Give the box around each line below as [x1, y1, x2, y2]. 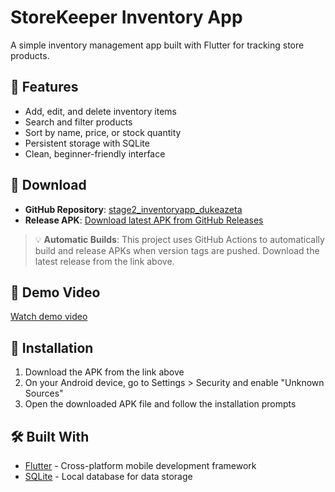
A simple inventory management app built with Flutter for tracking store [10, 39, 305, 51]
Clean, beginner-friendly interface [24, 147, 166, 160]
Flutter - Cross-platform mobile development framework [24, 460, 257, 471]
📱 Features [10, 79, 79, 96]
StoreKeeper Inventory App [10, 6, 243, 29]
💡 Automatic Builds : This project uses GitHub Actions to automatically [34, 233, 325, 245]
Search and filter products [24, 116, 133, 128]
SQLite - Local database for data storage [24, 471, 193, 482]
